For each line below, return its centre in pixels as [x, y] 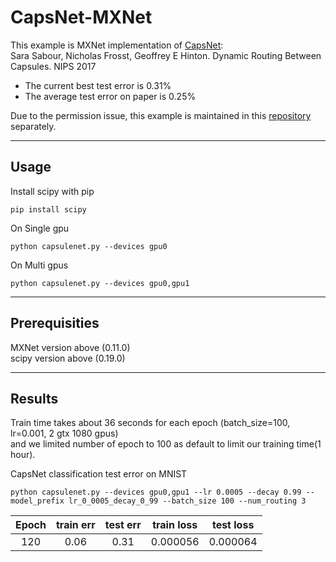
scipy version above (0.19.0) [68, 358]
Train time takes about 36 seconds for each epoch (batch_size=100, [150, 423]
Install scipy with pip [52, 191]
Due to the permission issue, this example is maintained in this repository [161, 115]
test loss [233, 525]
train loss [175, 525]
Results [34, 398]
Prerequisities [55, 323]
